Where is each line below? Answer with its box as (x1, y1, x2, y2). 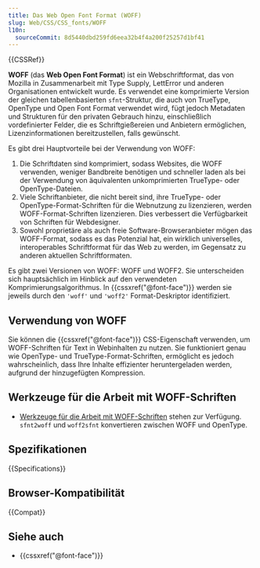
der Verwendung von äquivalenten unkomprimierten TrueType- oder (19, 176, 240, 185)
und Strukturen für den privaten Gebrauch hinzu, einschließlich (8, 112, 211, 122)
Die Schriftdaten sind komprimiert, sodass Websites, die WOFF (19, 159, 223, 169)
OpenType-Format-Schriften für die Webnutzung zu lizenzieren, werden (19, 201, 252, 211)
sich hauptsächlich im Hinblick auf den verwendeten (8, 274, 178, 284)
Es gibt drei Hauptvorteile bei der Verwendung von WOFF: (8, 144, 196, 153)
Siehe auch (8, 530, 64, 543)
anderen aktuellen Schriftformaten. (19, 251, 132, 260)
